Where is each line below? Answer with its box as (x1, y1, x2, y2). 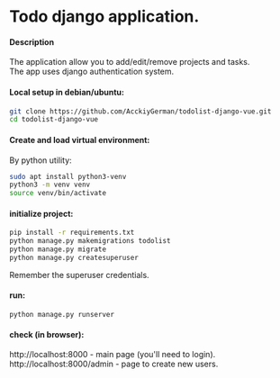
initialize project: (9, 208, 74, 219)
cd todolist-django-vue (9, 115, 99, 124)
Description (9, 36, 55, 47)
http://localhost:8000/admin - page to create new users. (9, 358, 219, 370)
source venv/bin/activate (9, 189, 106, 198)
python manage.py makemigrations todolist (9, 237, 171, 246)
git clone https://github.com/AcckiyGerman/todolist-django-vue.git (9, 106, 272, 116)
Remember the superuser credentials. (9, 269, 150, 280)
